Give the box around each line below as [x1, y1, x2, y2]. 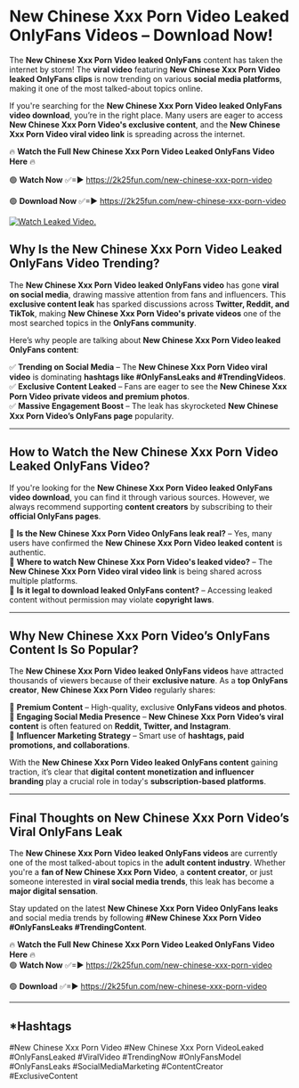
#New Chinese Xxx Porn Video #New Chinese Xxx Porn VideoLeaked [9, 1043, 264, 1052]
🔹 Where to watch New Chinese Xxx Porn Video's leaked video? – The [9, 556, 273, 567]
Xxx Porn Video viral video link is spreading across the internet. [9, 128, 246, 139]
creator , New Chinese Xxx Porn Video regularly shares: [9, 684, 216, 696]
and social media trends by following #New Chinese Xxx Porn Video [9, 912, 262, 923]
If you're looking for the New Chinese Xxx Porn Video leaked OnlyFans [9, 482, 273, 493]
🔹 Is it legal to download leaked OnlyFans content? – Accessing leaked [9, 585, 273, 595]
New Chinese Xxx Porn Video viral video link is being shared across [9, 566, 263, 577]
